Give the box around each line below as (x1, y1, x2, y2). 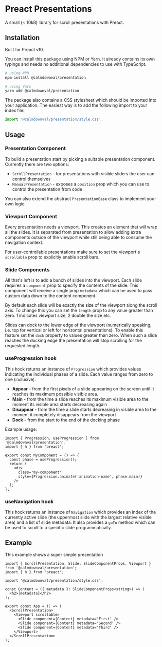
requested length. (5, 343, 41, 349)
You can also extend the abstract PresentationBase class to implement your (5, 196, 157, 202)
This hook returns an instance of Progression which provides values (5, 366, 142, 372)
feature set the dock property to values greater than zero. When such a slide (5, 333, 157, 338)
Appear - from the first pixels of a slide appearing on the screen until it (12, 386, 154, 391)
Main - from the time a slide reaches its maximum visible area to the (12, 396, 149, 402)
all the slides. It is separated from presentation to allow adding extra (5, 229, 141, 235)
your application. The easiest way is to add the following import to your (5, 102, 147, 108)
